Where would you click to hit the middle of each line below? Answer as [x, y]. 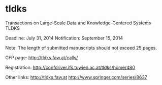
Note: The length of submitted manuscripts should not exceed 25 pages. [81, 48]
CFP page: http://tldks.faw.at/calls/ [42, 57]
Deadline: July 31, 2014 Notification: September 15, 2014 [64, 38]
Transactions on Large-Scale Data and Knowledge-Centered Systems [78, 23]
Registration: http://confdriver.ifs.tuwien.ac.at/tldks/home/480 [70, 67]
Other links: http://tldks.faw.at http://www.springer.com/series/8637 [76, 77]
